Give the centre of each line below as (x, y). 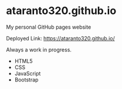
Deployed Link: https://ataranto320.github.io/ (61, 38)
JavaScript (28, 73)
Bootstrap (26, 80)
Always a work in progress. (39, 49)
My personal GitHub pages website (49, 27)
